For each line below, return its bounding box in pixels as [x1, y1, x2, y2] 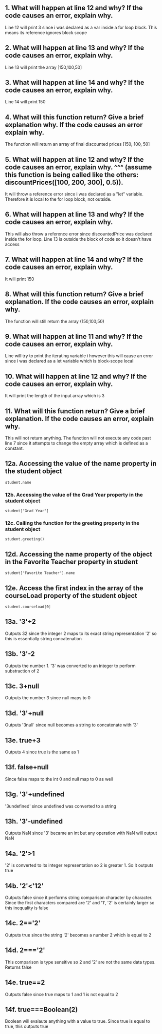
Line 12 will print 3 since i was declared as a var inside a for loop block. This [5, 24, 157, 30]
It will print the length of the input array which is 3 [5, 393, 105, 399]
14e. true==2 [5, 978, 45, 987]
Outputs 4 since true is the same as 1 [5, 749, 79, 755]
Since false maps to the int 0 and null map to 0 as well [5, 776, 113, 782]
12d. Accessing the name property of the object [5, 550, 152, 558]
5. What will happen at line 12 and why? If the [5, 155, 144, 164]
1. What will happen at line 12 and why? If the [5, 4, 143, 12]
